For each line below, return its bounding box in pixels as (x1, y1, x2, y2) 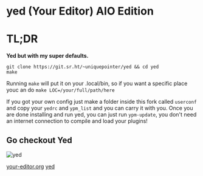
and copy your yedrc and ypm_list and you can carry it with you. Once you (6, 104, 193, 112)
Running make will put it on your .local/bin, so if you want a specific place (6, 80, 188, 87)
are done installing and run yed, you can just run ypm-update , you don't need (6, 111, 197, 118)
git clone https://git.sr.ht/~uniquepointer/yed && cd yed (6, 64, 159, 70)
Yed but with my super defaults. (6, 52, 89, 59)
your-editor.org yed (6, 163, 55, 170)
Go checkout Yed (6, 135, 73, 145)
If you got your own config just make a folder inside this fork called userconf (6, 98, 197, 106)
